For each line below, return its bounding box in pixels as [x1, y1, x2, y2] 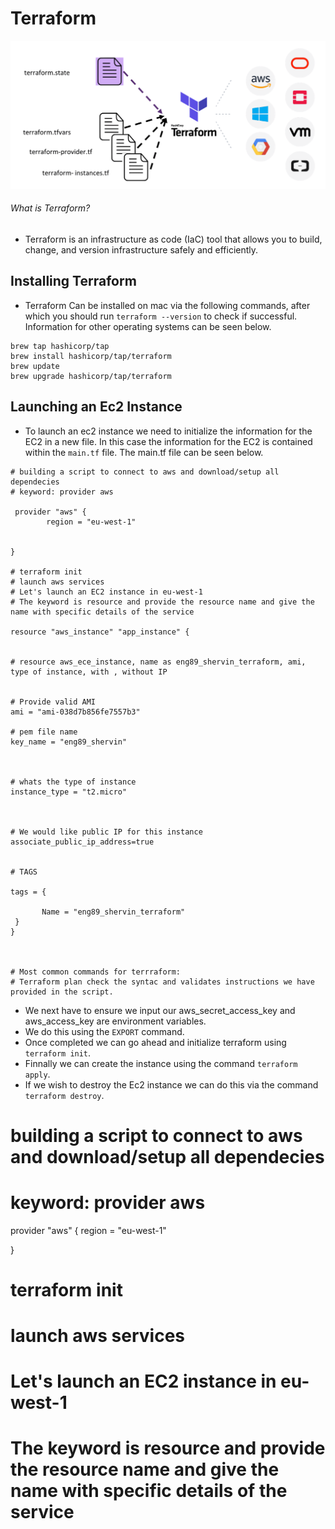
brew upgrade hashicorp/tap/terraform [10, 371, 172, 381]
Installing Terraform [10, 273, 137, 290]
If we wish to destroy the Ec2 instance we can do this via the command [24, 1078, 319, 1091]
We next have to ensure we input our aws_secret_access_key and [24, 1004, 296, 1016]
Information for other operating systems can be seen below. [24, 320, 272, 332]
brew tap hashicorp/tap [10, 341, 110, 351]
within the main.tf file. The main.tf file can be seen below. [24, 446, 264, 458]
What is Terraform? [10, 202, 91, 214]
